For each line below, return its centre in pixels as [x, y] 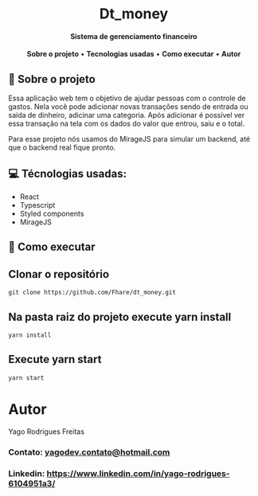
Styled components [52, 214]
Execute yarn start [55, 359]
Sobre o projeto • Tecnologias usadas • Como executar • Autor [134, 54]
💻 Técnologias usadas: [68, 173]
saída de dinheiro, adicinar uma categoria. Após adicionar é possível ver [127, 115]
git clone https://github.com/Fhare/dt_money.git [92, 293]
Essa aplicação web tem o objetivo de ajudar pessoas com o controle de [127, 98]
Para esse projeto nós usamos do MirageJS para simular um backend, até [129, 139]
